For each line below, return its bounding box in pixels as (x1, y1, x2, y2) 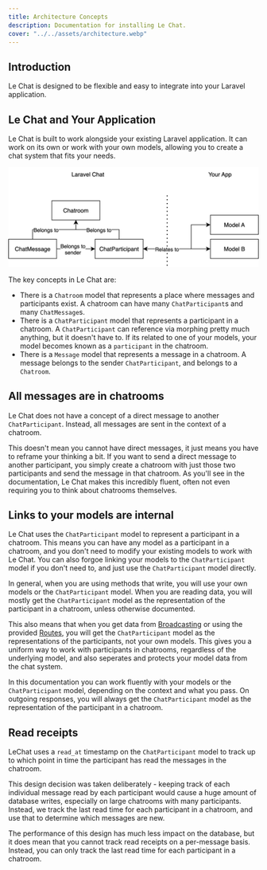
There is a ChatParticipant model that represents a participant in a (19, 315, 238, 325)
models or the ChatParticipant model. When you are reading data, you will (8, 587, 253, 597)
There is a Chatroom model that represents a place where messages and (19, 290, 255, 300)
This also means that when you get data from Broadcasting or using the (8, 620, 243, 629)
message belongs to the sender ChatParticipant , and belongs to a (19, 358, 238, 367)
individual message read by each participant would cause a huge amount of (8, 788, 257, 797)
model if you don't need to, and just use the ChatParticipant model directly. (8, 563, 257, 573)
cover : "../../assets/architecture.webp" (8, 29, 148, 37)
